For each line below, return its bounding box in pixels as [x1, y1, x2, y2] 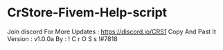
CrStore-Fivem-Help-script [7, 5, 168, 21]
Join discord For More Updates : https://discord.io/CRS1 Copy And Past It [7, 27, 217, 36]
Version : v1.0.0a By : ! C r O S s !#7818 [7, 34, 118, 42]
